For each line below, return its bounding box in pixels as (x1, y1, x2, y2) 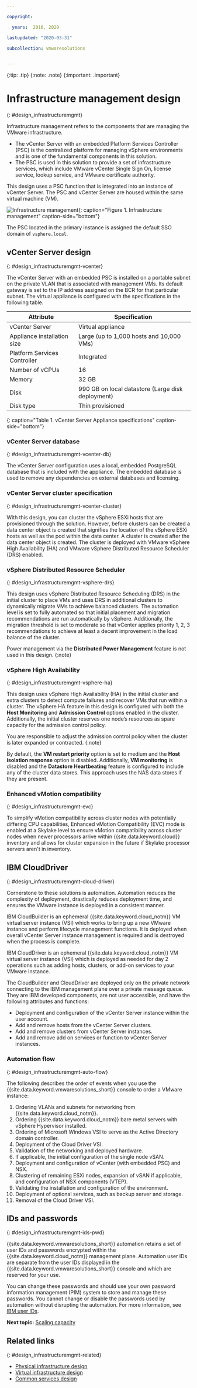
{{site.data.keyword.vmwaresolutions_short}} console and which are (6, 1265, 172, 1272)
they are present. (6, 776, 48, 783)
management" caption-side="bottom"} (6, 213, 100, 220)
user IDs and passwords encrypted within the (6, 1246, 116, 1253)
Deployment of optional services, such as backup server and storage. (15, 1190, 184, 1197)
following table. (6, 299, 44, 306)
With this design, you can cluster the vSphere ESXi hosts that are (6, 514, 163, 521)
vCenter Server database (6, 437, 80, 445)
